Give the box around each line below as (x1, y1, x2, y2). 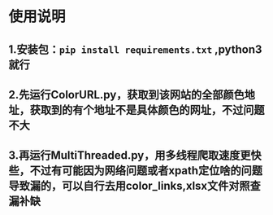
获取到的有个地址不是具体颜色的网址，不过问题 (29, 103, 265, 116)
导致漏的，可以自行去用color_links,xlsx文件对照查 (8, 179, 262, 193)
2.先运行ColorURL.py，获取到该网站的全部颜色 (8, 87, 245, 102)
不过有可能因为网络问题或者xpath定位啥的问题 (29, 164, 262, 178)
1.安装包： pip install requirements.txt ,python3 (8, 42, 262, 56)
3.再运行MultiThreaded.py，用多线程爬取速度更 (8, 148, 251, 163)
